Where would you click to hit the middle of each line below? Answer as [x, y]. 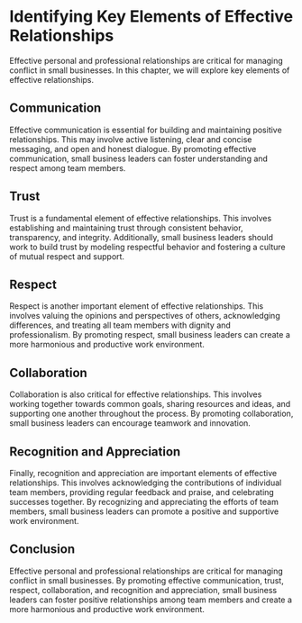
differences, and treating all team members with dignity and [120, 325]
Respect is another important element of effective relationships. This [137, 306]
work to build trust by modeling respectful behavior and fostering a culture [147, 247]
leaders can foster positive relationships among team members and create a [151, 600]
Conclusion [42, 550]
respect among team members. [68, 167]
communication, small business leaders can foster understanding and [139, 158]
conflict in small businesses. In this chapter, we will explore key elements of [150, 70]
